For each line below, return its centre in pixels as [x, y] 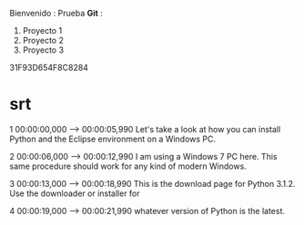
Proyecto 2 [43, 40]
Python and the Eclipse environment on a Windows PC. [113, 139]
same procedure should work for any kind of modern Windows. [128, 166]
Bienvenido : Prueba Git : [56, 13]
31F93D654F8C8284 [49, 68]
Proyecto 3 [43, 50]
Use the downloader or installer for [75, 193]
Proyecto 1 [42, 30]
